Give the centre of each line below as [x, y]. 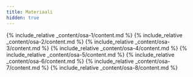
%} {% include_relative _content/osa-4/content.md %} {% [114, 48]
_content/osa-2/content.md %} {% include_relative [70, 42]
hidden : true [23, 18]
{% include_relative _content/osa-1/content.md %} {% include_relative [94, 35]
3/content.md [23, 48]
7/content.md [23, 67]
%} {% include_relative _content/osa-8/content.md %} [110, 67]
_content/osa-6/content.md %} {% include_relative [70, 61]
